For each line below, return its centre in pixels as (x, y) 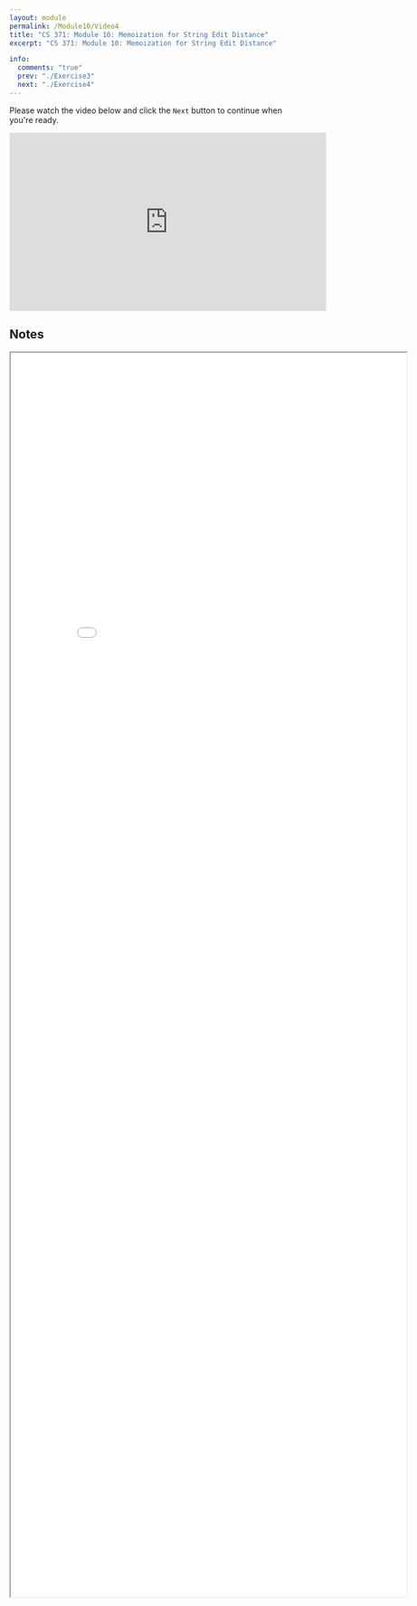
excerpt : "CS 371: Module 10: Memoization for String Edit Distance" (143, 43)
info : (19, 60)
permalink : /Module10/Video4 (64, 26)
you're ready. (34, 119)
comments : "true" (50, 68)
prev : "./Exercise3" (56, 76)
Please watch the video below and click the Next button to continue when (146, 110)
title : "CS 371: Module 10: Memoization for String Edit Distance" (139, 34)
